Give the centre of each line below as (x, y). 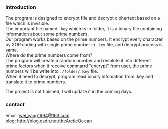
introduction (21, 7)
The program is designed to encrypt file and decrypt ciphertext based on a (83, 18)
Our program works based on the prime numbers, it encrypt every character (84, 39)
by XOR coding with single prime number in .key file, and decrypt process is (84, 45)
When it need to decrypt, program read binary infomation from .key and (79, 77)
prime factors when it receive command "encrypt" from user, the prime (79, 66)
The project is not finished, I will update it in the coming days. (69, 92)
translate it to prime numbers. (36, 82)
